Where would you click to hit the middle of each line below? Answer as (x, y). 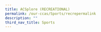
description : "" (21, 18)
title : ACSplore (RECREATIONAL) (37, 9)
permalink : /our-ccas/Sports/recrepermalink (50, 14)
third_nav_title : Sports (30, 22)
